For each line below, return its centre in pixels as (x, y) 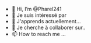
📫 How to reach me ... (38, 34)
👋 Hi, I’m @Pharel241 (36, 9)
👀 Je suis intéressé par (39, 15)
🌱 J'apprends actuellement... (46, 21)
